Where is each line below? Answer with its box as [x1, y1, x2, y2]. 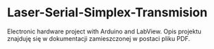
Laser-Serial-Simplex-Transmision [7, 5, 208, 20]
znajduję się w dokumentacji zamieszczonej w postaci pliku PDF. [7, 34, 191, 42]
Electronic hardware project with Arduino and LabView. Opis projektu [7, 27, 202, 35]
